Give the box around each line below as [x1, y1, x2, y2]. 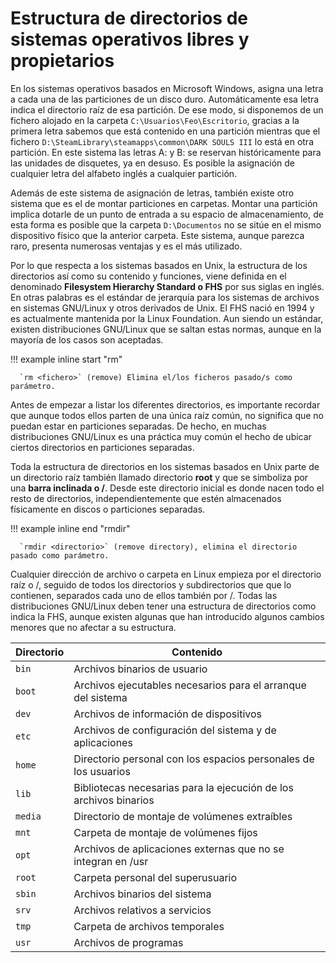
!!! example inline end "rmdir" [10, 522, 131, 534]
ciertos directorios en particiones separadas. [10, 441, 195, 453]
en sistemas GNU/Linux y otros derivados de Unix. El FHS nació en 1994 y [10, 302, 315, 314]
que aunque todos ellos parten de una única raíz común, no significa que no [10, 409, 324, 421]
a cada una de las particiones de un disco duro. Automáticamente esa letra [10, 93, 320, 105]
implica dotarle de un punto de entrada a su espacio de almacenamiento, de [10, 208, 324, 220]
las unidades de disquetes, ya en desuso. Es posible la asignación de [10, 157, 295, 169]
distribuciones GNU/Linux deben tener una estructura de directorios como [10, 600, 317, 612]
